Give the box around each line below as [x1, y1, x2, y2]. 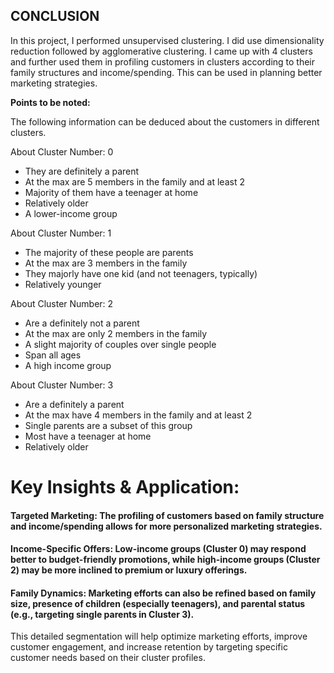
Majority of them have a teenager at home [24, 186, 199, 198]
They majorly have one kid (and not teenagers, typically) [24, 267, 258, 279]
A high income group [24, 359, 112, 371]
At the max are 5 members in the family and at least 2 [24, 175, 245, 188]
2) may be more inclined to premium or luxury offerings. [10, 564, 248, 576]
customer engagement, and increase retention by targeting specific [10, 641, 288, 653]
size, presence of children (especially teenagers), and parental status [10, 597, 306, 609]
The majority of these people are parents [24, 246, 194, 258]
